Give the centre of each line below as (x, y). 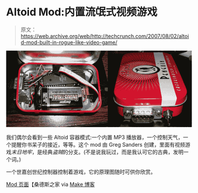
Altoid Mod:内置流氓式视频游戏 (82, 12)
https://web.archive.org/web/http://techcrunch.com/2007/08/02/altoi (105, 36)
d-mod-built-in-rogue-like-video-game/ (69, 42)
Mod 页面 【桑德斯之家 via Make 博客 (51, 184)
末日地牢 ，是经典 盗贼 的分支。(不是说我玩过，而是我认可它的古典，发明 (98, 152)
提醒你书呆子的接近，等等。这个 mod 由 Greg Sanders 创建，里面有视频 (98, 145)
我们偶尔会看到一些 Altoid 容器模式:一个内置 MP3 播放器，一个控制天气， (95, 137)
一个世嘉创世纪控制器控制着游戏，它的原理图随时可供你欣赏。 (81, 172)
